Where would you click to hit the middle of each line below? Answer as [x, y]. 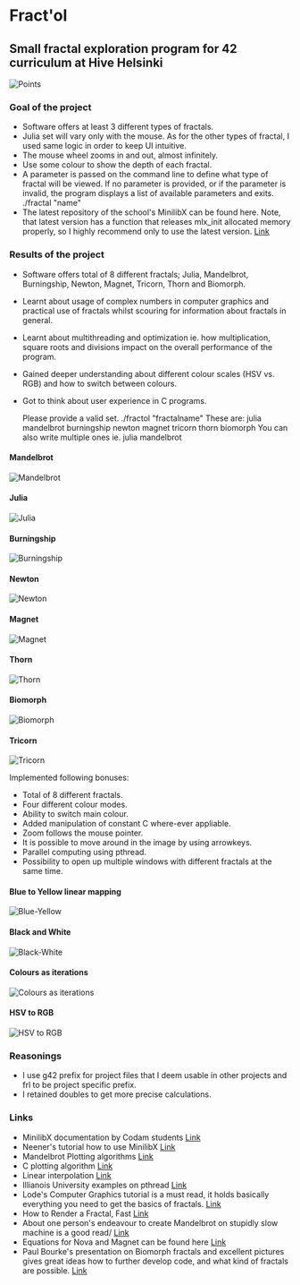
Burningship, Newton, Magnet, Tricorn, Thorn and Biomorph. [134, 284]
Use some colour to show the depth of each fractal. [117, 165]
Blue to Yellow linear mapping [66, 891]
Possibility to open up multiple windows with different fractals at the [147, 861]
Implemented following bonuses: [69, 778]
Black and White [40, 932]
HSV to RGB [32, 1013]
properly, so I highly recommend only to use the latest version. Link [146, 231]
